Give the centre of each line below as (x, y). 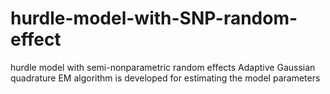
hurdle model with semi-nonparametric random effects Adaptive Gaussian (163, 67)
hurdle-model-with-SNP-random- (154, 18)
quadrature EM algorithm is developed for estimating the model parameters (165, 78)
